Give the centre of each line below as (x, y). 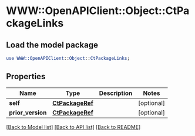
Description (116, 93)
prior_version (28, 113)
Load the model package (52, 45)
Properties (26, 76)
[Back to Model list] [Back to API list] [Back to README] (73, 127)
